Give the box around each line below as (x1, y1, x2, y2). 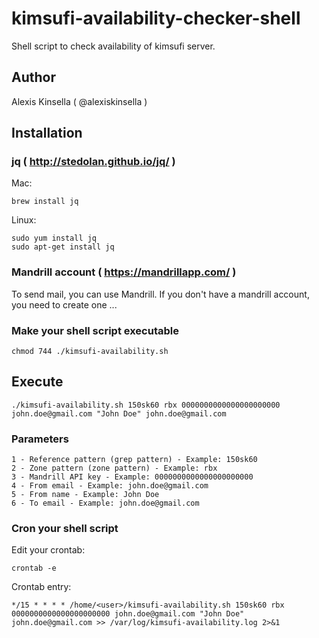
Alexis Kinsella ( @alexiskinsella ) (11, 95, 148, 107)
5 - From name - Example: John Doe (11, 490, 160, 500)
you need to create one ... (11, 298, 118, 311)
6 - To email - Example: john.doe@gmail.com (11, 498, 200, 509)
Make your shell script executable (11, 323, 179, 337)
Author (11, 69, 56, 86)
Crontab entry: (11, 581, 72, 593)
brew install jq (11, 197, 79, 207)
